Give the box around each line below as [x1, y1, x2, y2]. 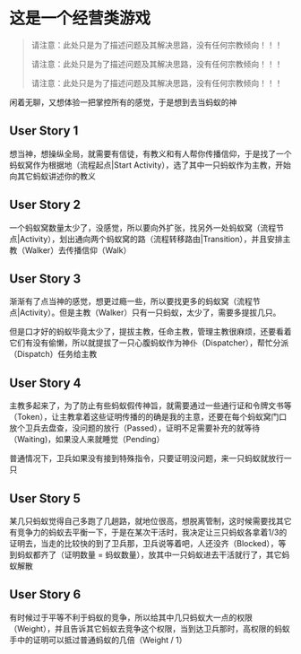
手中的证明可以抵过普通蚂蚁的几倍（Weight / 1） [9, 634, 187, 645]
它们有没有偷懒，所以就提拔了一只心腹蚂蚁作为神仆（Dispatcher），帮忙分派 [9, 337, 289, 348]
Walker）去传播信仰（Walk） [24, 244, 132, 256]
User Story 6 [9, 587, 82, 602]
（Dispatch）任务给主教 [9, 349, 98, 360]
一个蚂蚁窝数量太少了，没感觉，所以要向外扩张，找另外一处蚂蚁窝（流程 [9, 222, 276, 233]
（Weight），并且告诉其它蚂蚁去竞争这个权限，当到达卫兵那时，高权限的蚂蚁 [9, 623, 291, 633]
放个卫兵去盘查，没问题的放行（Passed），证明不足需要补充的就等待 [9, 423, 261, 433]
